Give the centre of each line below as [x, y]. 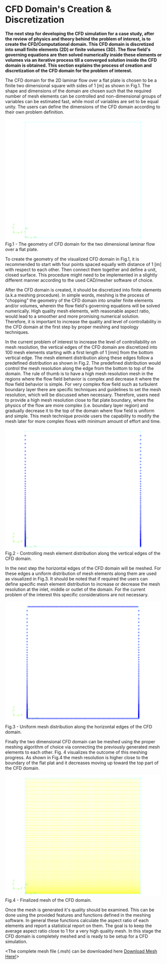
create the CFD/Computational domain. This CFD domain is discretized [80, 44]
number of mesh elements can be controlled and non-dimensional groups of [83, 96]
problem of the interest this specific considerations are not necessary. [77, 595]
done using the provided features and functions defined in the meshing [78, 915]
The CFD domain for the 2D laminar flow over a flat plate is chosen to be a [81, 80]
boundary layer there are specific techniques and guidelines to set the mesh [83, 390]
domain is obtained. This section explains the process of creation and [79, 65]
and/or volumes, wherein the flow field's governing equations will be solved [83, 306]
